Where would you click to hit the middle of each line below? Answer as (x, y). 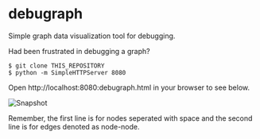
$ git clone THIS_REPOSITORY (56, 66)
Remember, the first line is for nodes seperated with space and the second (130, 118)
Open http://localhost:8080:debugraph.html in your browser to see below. (129, 87)
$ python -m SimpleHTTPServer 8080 (67, 72)
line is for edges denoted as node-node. (74, 126)
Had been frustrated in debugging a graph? (79, 51)
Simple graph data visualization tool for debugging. (92, 36)
